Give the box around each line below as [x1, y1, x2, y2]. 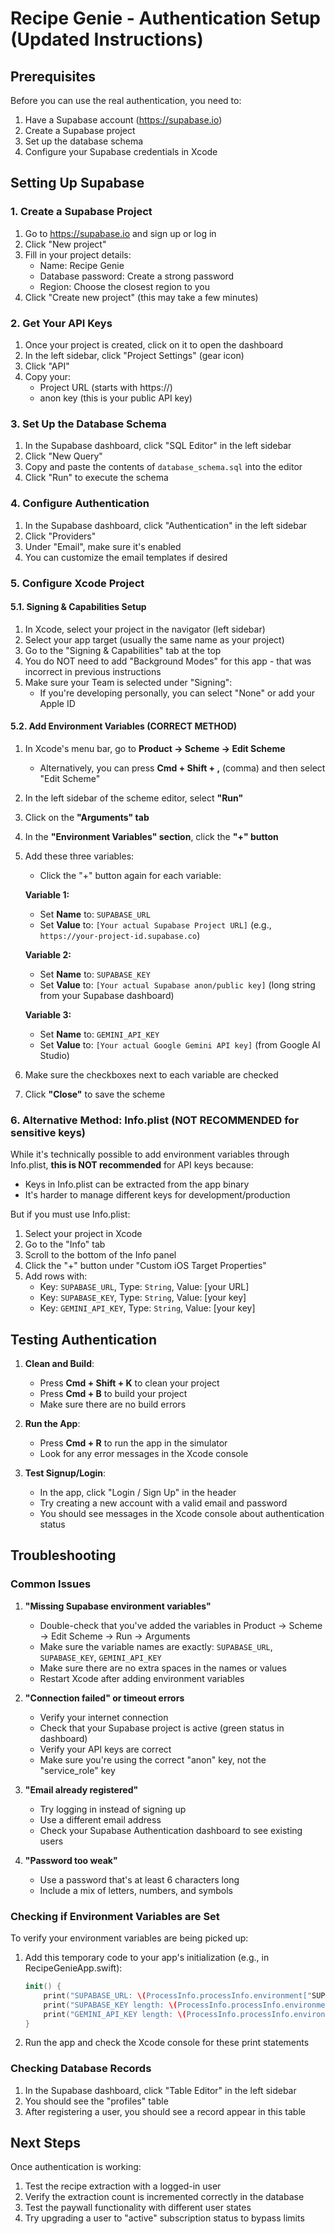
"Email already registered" [24, 1783, 139, 1796]
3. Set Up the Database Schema [10, 417, 167, 431]
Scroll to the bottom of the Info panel [24, 1249, 177, 1261]
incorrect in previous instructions [24, 665, 162, 677]
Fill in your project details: [24, 248, 132, 261]
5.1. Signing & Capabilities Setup [10, 601, 147, 613]
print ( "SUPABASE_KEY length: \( [43, 2000, 178, 2010]
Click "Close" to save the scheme [24, 1088, 166, 1100]
